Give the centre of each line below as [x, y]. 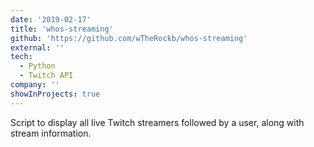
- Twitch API [46, 76]
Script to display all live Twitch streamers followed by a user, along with [157, 122]
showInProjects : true [55, 94]
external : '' [37, 47]
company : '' [35, 85]
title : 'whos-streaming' [62, 29]
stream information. [51, 133]
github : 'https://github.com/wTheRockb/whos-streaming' [129, 38]
